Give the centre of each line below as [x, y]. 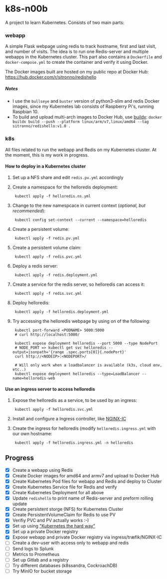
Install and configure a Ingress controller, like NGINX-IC [69, 418]
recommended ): [29, 210]
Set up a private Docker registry [45, 532]
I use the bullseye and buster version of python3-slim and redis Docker [86, 101]
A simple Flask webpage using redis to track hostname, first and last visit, [81, 46]
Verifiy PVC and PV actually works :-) [51, 520]
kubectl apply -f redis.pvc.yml [48, 257]
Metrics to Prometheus [36, 554]
